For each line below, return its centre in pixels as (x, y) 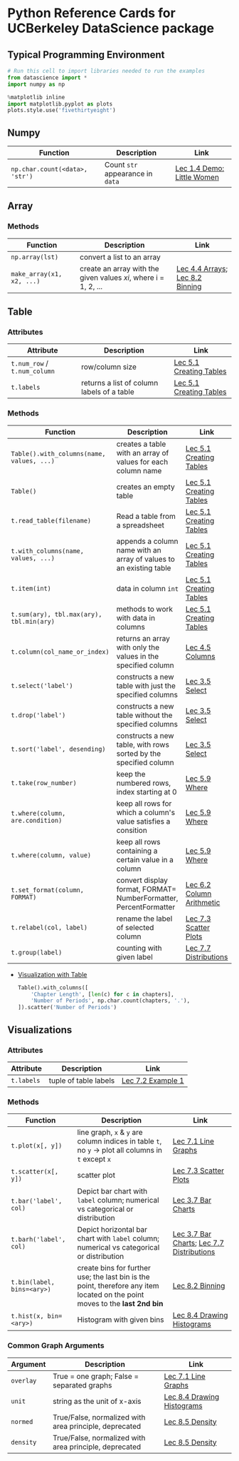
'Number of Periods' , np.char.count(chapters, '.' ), (111, 1001)
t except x (94, 1159)
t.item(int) (31, 588)
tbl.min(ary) (33, 621)
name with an (139, 550)
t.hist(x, (27, 1316)
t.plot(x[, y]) (37, 1146)
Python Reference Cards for (91, 13)
